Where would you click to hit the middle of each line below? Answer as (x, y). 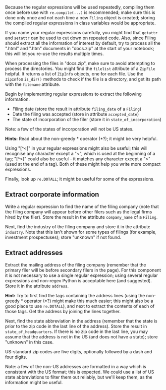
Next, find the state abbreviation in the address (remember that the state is (81, 321)
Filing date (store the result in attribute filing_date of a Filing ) (77, 109)
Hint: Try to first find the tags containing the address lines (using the (75, 295)
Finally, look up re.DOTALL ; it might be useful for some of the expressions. (80, 179)
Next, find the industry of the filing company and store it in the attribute (78, 227)
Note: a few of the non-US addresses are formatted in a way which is (76, 366)
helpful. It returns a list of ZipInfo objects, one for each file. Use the (74, 74)
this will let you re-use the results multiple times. (55, 54)
